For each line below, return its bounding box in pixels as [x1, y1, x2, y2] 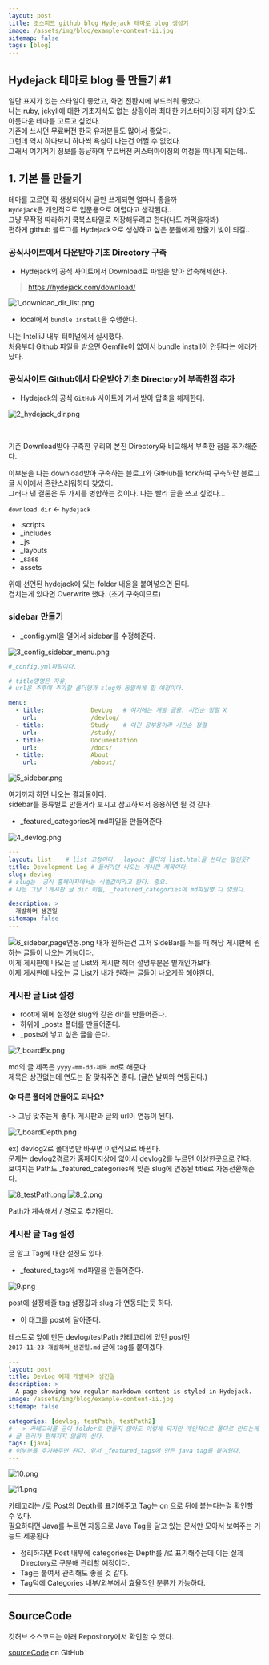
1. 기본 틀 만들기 [8, 172, 82, 185]
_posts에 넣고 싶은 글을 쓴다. [19, 1029, 110, 1039]
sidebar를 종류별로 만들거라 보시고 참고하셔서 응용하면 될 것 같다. [8, 799, 212, 810]
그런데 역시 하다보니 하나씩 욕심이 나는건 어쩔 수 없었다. [8, 135, 182, 145]
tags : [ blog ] [8, 42, 52, 50]
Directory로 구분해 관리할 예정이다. [19, 1558, 130, 1568]
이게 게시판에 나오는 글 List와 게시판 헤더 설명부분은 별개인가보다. [8, 957, 212, 967]
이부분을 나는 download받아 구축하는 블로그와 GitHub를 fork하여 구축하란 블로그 [8, 468, 261, 478]
